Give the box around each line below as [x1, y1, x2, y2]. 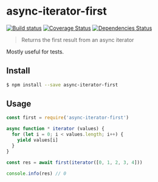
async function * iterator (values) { [6, 126, 105, 132]
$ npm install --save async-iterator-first [6, 82, 118, 88]
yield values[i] [17, 137, 59, 144]
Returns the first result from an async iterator [21, 36, 134, 43]
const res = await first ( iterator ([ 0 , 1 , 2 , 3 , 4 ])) [6, 159, 143, 166]
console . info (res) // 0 [6, 170, 67, 177]
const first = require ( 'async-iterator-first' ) [6, 114, 129, 121]
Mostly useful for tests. [6, 47, 64, 55]
